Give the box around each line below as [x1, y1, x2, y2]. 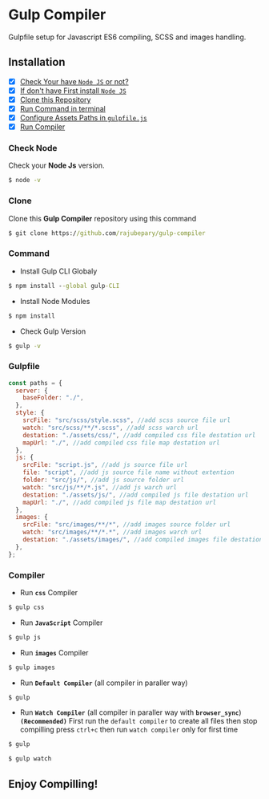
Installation [8, 55, 66, 69]
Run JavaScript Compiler [19, 618, 103, 627]
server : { [15, 387, 48, 395]
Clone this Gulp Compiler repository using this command [8, 213, 197, 223]
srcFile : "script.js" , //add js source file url [22, 461, 188, 469]
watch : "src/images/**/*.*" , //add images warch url [22, 528, 203, 537]
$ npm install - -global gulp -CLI [8, 282, 120, 290]
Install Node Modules [19, 296, 90, 306]
